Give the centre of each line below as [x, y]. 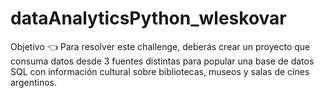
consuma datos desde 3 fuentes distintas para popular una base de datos [162, 61]
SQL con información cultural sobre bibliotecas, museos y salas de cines [160, 71]
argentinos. [33, 82]
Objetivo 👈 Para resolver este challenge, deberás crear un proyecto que [160, 46]
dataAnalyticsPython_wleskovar [148, 18]
